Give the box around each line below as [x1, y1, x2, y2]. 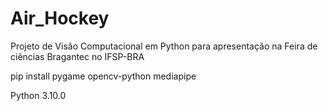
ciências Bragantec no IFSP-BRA [10, 50, 145, 62]
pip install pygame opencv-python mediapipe [10, 70, 197, 82]
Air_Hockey [10, 7, 110, 30]
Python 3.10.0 [10, 89, 67, 101]
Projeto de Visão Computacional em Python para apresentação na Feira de [10, 40, 318, 52]
